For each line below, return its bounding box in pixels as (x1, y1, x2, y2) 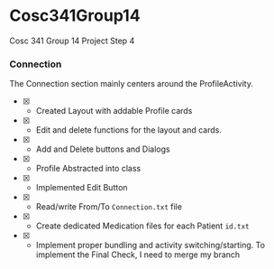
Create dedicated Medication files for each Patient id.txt (35, 220, 250, 231)
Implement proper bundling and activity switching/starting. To (35, 240, 266, 251)
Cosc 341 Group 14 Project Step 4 (9, 35, 135, 46)
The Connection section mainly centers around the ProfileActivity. (9, 79, 254, 89)
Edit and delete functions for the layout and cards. (35, 125, 223, 135)
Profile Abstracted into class (35, 163, 142, 174)
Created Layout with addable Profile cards (35, 106, 193, 116)
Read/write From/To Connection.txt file (35, 201, 183, 212)
